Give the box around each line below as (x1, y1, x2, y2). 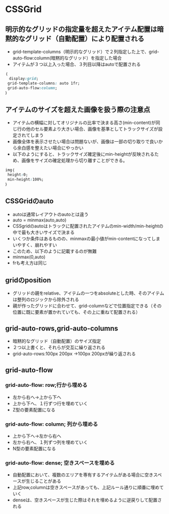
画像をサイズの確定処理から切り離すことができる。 (21, 157, 128, 163)
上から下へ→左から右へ (12, 433, 62, 439)
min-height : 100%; (7, 177, 44, 182)
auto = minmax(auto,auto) (12, 217, 67, 223)
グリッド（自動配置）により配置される (25, 34, 145, 43)
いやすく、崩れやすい (12, 242, 57, 248)
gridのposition (5, 276, 51, 284)
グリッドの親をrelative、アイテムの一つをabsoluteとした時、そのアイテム (12, 290, 164, 296)
